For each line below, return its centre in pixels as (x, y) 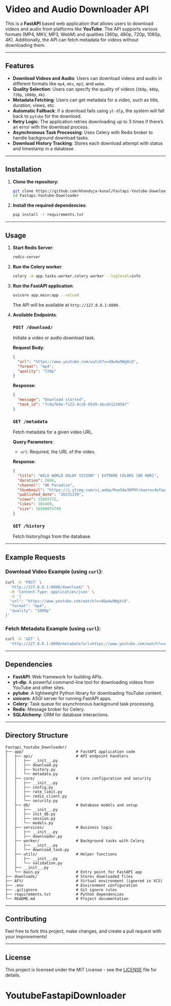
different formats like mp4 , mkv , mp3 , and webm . (59, 84)
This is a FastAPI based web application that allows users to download (79, 23)
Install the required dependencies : (50, 205)
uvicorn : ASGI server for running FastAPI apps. (62, 698)
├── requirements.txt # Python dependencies (65, 894)
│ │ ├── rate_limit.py (34, 792)
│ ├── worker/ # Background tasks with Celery (75, 841)
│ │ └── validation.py (34, 863)
